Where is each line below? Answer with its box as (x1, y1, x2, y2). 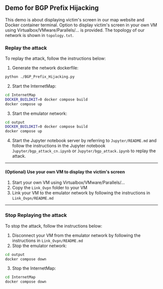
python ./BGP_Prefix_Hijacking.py (5, 74, 75, 79)
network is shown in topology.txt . (5, 32, 74, 38)
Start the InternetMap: (12, 83, 57, 89)
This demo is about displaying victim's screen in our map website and (5, 17, 145, 22)
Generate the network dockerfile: (12, 65, 79, 71)
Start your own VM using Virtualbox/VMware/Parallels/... (12, 180, 125, 185)
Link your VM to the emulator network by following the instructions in (12, 190, 150, 196)
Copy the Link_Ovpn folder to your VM (12, 185, 87, 191)
